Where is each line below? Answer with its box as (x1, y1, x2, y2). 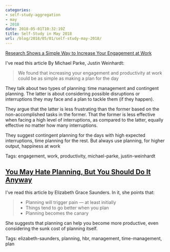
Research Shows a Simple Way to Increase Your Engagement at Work (5, 50, 152, 56)
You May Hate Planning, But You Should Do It (5, 168, 151, 176)
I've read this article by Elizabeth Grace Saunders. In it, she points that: (5, 189, 155, 195)
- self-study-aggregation (5, 12, 60, 17)
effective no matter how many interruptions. (5, 122, 98, 128)
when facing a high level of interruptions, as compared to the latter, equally (5, 117, 164, 123)
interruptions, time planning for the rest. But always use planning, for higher (5, 138, 165, 144)
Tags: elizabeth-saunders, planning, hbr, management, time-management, (5, 235, 162, 241)
